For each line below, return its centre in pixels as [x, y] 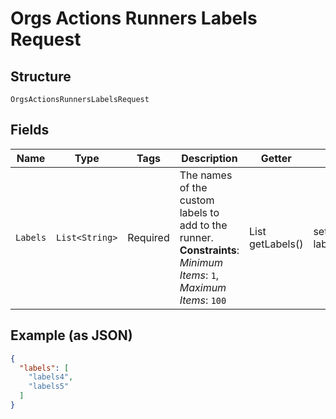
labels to [199, 212]
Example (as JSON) [71, 335]
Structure [41, 76]
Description [209, 158]
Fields [30, 130]
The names [206, 175]
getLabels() [276, 244]
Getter [276, 158]
